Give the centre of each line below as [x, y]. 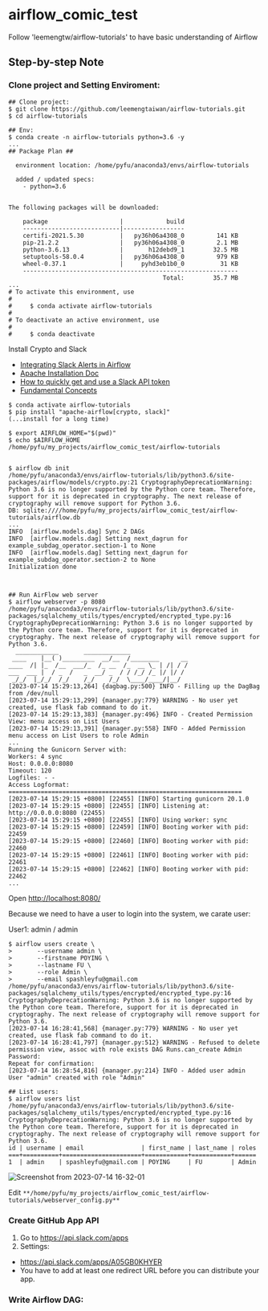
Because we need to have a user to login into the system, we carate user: [130, 913]
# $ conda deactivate [51, 334]
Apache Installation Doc [59, 373]
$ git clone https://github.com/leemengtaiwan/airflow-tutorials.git [127, 109]
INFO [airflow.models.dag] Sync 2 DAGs [77, 531]
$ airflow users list [45, 1099]
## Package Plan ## [41, 151]
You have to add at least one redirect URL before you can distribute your [140, 1270]
